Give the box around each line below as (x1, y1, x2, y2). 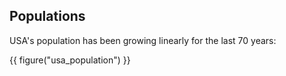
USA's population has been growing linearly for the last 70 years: (9, 34, 277, 46)
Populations (9, 8, 86, 25)
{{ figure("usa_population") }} (9, 54, 131, 66)
